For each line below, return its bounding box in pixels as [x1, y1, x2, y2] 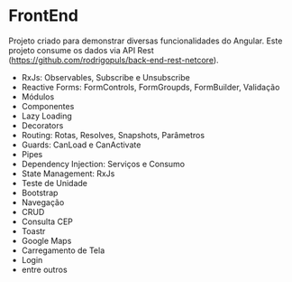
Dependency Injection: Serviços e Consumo [21, 158, 186, 169]
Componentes [21, 100, 75, 111]
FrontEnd [8, 5, 78, 26]
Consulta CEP [21, 216, 73, 227]
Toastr [21, 225, 46, 236]
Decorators [21, 119, 64, 131]
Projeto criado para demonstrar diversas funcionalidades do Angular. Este [8, 35, 283, 46]
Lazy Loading [21, 110, 73, 121]
